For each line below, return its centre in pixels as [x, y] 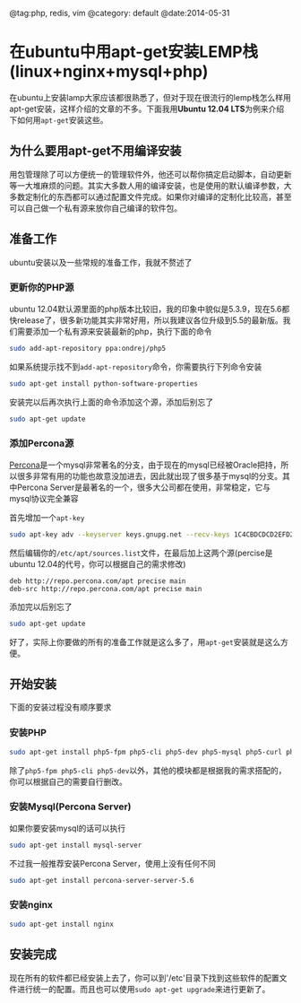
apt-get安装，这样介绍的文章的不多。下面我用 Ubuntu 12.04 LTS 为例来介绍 [147, 109]
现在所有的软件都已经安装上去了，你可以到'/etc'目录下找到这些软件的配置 [144, 978]
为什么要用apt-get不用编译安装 [95, 151]
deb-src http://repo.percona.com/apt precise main [106, 589]
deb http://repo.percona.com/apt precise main [98, 581]
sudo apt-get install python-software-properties [104, 384]
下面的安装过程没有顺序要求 [60, 707]
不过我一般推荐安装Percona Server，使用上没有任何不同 [113, 863]
